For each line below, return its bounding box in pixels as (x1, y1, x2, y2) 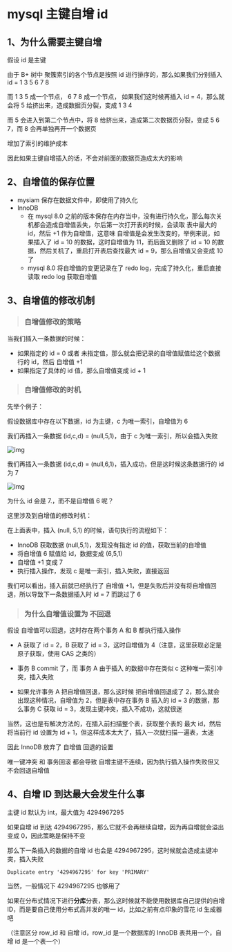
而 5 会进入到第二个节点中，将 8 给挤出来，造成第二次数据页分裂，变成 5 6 (7, 116, 220, 124)
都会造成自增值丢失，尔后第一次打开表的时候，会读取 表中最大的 (33, 220, 217, 228)
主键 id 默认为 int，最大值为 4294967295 (7, 808, 124, 816)
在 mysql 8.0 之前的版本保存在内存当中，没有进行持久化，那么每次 (27, 212, 216, 220)
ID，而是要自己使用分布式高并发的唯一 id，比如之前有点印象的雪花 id (7, 905, 202, 913)
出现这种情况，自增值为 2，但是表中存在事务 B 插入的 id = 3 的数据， (17, 697, 213, 705)
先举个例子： (7, 402, 43, 411)
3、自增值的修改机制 (7, 295, 95, 307)
